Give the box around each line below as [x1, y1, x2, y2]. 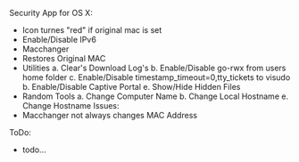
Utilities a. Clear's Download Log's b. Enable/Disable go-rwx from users [21, 62, 287, 73]
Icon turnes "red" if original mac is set [21, 25, 162, 35]
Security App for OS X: [9, 8, 94, 18]
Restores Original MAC [21, 53, 106, 63]
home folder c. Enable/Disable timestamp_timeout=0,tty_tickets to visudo [21, 72, 291, 83]
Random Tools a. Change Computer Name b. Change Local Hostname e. [21, 91, 288, 101]
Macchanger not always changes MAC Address [21, 110, 198, 120]
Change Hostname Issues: [21, 101, 120, 110]
